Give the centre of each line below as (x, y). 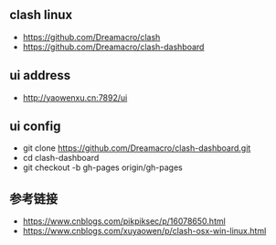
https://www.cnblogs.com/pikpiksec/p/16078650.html (124, 221)
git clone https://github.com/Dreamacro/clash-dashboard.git (137, 148)
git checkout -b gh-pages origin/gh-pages (102, 167)
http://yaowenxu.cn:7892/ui (75, 97)
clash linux (41, 15)
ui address (40, 75)
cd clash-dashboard (61, 158)
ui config (35, 127)
